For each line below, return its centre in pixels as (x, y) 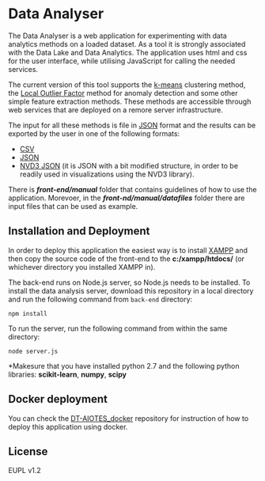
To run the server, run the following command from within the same (118, 328)
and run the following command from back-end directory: (100, 299)
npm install (28, 313)
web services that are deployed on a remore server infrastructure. (115, 110)
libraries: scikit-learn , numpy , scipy (68, 374)
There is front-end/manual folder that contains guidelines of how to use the (132, 189)
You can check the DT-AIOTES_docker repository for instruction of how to (129, 418)
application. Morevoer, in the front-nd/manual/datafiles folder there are (127, 198)
